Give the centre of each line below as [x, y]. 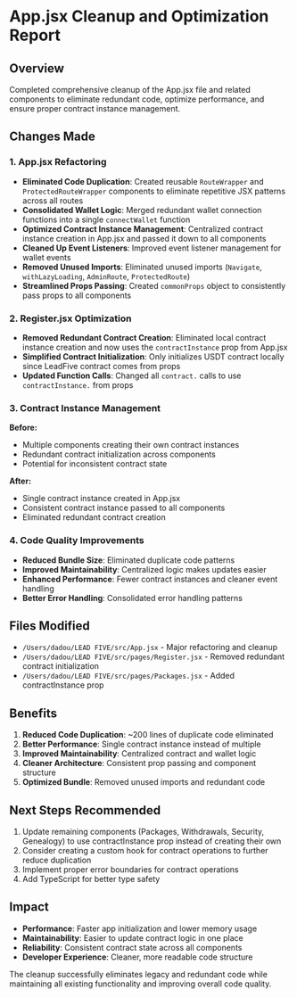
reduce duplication [57, 860]
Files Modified [50, 626]
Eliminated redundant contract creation [94, 517]
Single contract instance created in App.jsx [101, 499]
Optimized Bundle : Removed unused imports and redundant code [144, 782]
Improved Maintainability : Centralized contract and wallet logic [139, 754]
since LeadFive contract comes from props [101, 366]
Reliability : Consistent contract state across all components [132, 947]
